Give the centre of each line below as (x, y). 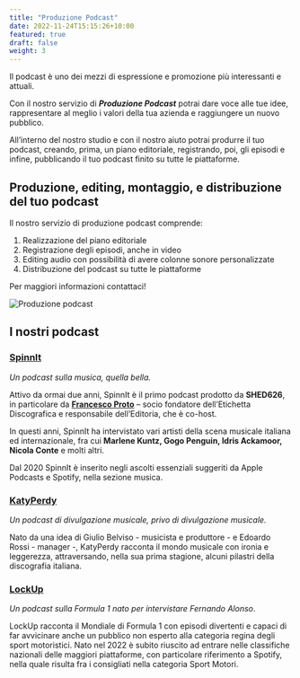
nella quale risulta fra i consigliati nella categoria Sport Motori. (124, 665)
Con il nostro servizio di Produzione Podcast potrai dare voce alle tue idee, (149, 103)
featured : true (38, 34)
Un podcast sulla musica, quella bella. (80, 377)
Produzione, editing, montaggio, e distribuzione (146, 187)
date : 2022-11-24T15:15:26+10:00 (72, 26)
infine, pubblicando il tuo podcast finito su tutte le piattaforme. (125, 159)
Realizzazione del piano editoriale (84, 240)
